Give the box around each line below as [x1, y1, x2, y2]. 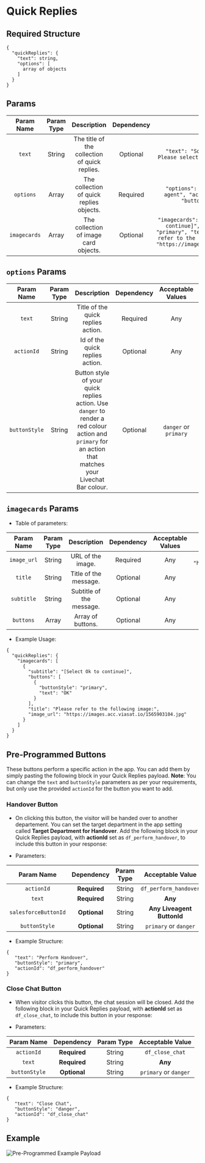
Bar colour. [76, 483, 108, 491]
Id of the [80, 336, 104, 344]
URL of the [70, 552, 102, 561]
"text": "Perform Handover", [14, 954, 88, 960]
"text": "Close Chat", [14, 1100, 72, 1107]
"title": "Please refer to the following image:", [28, 706, 160, 712]
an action [79, 444, 106, 453]
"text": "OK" [38, 690, 72, 696]
